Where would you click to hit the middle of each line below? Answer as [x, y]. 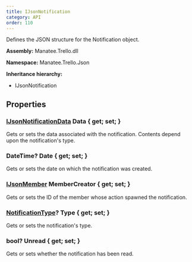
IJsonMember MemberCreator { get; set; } [68, 184]
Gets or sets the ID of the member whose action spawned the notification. [97, 197]
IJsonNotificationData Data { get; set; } [64, 121]
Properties [26, 104]
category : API [24, 17]
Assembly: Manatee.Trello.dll [42, 51]
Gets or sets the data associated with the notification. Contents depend [93, 134]
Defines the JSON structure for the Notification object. [73, 40]
